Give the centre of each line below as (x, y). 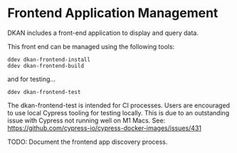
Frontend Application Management (113, 13)
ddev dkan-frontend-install (49, 59)
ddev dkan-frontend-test (44, 92)
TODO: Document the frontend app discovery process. (88, 142)
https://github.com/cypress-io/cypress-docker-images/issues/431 (104, 128)
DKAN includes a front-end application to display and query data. (103, 33)
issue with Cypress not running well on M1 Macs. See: (86, 120)
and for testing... (31, 79)
